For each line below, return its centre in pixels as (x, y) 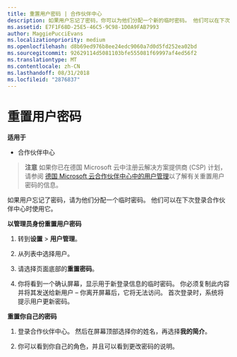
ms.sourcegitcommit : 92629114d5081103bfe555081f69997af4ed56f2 (102, 54)
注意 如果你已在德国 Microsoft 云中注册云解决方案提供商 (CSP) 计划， (126, 167)
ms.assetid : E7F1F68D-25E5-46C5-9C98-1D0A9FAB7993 (83, 27)
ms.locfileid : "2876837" (44, 79)
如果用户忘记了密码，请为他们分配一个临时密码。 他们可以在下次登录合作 (113, 200)
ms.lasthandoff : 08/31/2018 (49, 73)
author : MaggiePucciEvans (45, 34)
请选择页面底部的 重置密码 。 (58, 269)
